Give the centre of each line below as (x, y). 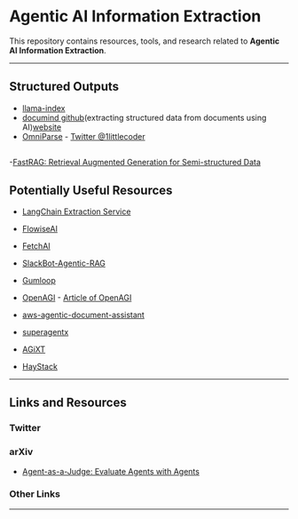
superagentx (45, 331)
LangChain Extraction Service (76, 212)
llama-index (43, 108)
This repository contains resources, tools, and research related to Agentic (145, 41)
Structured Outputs (64, 87)
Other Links (35, 494)
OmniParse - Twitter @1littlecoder (83, 136)
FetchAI (36, 245)
